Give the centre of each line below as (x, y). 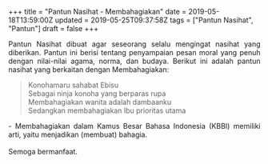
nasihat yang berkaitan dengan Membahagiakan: (89, 70)
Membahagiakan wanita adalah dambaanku (100, 102)
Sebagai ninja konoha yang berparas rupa (97, 94)
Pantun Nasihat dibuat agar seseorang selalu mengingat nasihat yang (134, 44)
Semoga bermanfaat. (43, 152)
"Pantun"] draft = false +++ (53, 28)
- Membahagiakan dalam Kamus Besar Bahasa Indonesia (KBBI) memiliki (134, 126)
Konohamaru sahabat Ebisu (73, 85)
